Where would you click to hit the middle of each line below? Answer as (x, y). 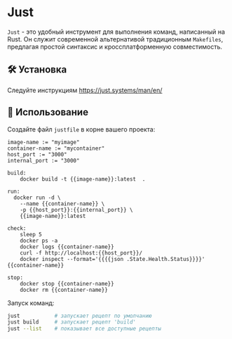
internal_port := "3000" (43, 160)
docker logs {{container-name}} (67, 247)
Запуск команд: (31, 302)
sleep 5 (31, 234)
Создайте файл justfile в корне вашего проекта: (81, 129)
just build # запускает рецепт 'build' (72, 322)
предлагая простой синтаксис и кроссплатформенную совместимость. (115, 46)
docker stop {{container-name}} (67, 283)
